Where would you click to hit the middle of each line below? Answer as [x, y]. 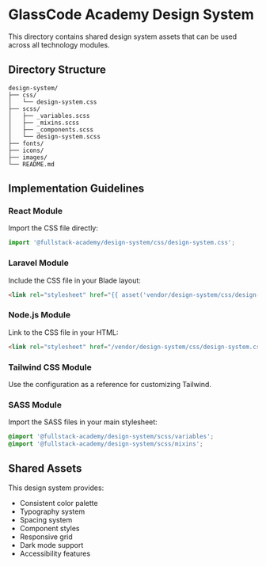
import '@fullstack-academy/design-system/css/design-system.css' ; [122, 243]
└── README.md [32, 164]
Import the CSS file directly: [53, 228]
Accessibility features [55, 553]
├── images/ [28, 157]
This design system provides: [56, 488]
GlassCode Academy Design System [131, 15]
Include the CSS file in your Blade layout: [74, 280]
